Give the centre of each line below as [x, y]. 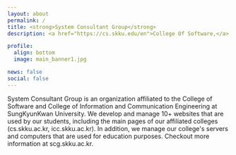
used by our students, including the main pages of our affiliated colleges [113, 121]
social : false [28, 78]
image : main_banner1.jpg [50, 60]
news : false [25, 72]
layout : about [28, 14]
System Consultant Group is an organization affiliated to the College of [110, 99]
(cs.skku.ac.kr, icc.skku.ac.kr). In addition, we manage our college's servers [118, 128]
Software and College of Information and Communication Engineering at [112, 106]
